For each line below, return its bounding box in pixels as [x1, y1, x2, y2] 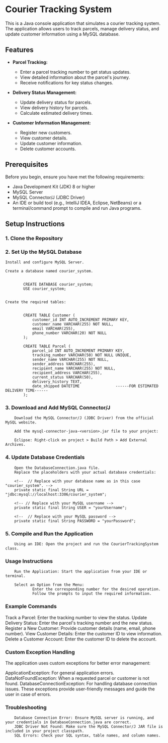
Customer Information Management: [12, 120, 92, 126]
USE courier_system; [23, 287, 66, 292]
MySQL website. [5, 420, 37, 425]
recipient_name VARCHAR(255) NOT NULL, [32, 366, 116, 371]
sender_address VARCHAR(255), [32, 361, 96, 367]
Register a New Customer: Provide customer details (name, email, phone [5, 625, 156, 631]
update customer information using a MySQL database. [5, 31, 120, 37]
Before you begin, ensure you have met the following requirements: [5, 173, 145, 180]
